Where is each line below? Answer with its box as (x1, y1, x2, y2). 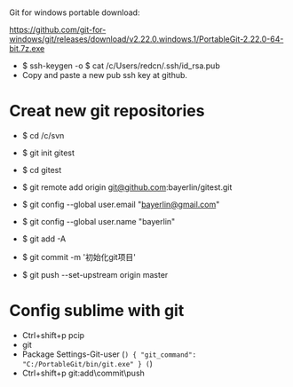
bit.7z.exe (9, 43, 45, 54)
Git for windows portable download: (9, 7, 140, 18)
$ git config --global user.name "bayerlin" (21, 217, 176, 227)
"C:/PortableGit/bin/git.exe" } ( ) (21, 359, 153, 369)
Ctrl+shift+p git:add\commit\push (21, 367, 145, 379)
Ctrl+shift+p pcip (21, 330, 85, 341)
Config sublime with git (9, 301, 185, 321)
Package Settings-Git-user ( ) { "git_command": (21, 349, 197, 359)
